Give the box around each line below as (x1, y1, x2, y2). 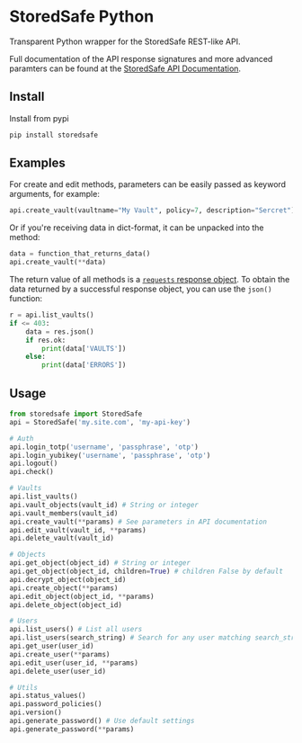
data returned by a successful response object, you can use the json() (9, 283, 272, 294)
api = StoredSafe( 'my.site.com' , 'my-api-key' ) (9, 417, 191, 426)
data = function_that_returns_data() (9, 249, 151, 258)
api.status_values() (9, 691, 87, 701)
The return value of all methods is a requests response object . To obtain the (9, 274, 290, 285)
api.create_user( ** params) (9, 649, 111, 658)
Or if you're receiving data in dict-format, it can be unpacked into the (9, 222, 264, 233)
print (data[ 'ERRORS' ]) (41, 361, 127, 370)
